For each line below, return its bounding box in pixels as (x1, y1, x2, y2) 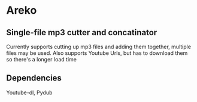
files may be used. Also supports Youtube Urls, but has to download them (6, 50, 188, 57)
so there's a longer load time (6, 56, 77, 63)
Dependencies (6, 73, 62, 84)
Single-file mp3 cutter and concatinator (6, 27, 157, 38)
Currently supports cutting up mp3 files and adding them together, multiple (6, 43, 192, 50)
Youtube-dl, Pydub (6, 89, 53, 96)
